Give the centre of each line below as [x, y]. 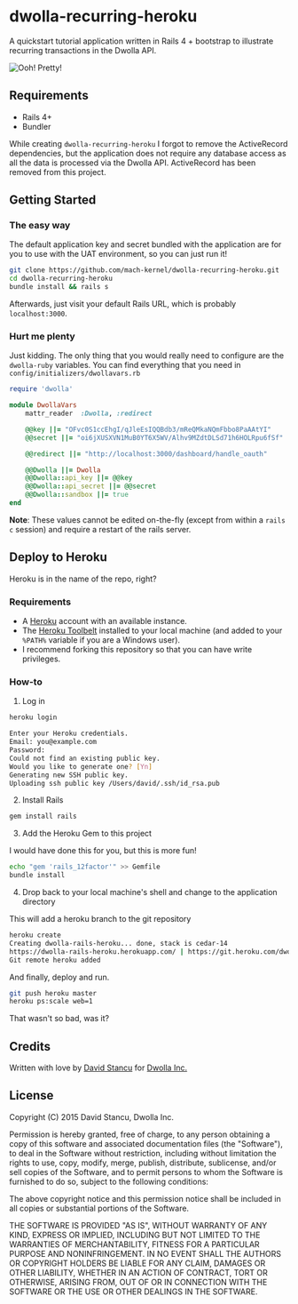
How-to [26, 682]
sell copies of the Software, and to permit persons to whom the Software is [146, 1172]
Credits [30, 1046]
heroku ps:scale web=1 [51, 1002]
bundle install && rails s [59, 287]
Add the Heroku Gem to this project [87, 834]
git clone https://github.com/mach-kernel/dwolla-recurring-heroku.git [144, 270]
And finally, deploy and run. [59, 977]
